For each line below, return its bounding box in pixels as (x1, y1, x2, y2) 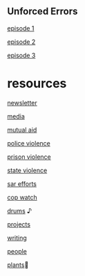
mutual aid (7, 125, 37, 134)
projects (7, 220, 31, 229)
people (7, 247, 28, 255)
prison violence (7, 153, 52, 161)
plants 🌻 (7, 261, 29, 269)
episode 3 (7, 51, 36, 59)
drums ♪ (7, 206, 32, 215)
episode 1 (7, 24, 35, 32)
